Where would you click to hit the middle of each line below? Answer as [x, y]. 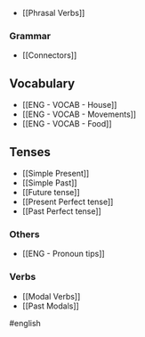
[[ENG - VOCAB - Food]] [67, 124]
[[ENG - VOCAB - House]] [69, 105]
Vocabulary [42, 83]
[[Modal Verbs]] [51, 296]
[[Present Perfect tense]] [68, 201]
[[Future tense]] [51, 192]
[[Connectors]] [49, 55]
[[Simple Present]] [56, 173]
